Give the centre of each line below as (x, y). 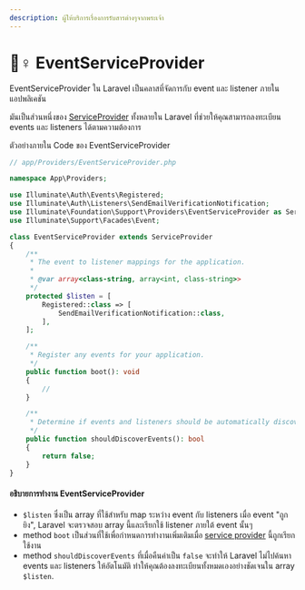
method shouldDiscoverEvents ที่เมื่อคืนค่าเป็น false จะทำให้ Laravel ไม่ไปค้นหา (157, 555)
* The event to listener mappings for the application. (138, 262)
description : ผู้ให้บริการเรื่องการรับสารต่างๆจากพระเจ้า (87, 18)
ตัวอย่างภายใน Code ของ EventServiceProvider (90, 145)
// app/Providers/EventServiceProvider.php (93, 162)
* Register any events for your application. (117, 355)
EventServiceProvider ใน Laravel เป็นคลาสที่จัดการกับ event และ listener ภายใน (144, 88)
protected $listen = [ (69, 296)
